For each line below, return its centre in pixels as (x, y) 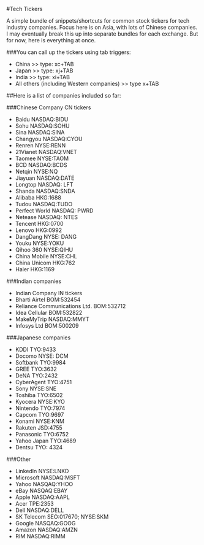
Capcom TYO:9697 (40, 415)
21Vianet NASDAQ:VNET (46, 152)
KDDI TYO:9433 (36, 350)
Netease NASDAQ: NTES (47, 217)
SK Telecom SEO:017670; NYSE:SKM (62, 517)
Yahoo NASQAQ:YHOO (44, 484)
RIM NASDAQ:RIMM (40, 536)
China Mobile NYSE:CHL (46, 256)
